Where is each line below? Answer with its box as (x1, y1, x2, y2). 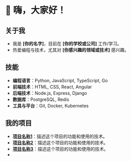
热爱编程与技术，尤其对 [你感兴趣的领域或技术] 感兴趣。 (12, 47, 129, 53)
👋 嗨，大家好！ (5, 5, 67, 16)
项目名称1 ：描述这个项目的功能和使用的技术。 (12, 133, 107, 139)
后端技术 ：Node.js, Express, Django (12, 90, 87, 96)
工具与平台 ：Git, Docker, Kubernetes (12, 102, 89, 109)
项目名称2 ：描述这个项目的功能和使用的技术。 (12, 139, 108, 145)
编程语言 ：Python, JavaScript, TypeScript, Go (12, 77, 108, 83)
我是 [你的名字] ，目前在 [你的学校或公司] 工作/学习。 (12, 41, 122, 46)
